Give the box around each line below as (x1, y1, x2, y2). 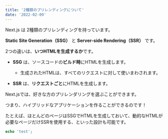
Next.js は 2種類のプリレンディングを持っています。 (5, 26, 113, 33)
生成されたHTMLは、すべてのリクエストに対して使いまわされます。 (20, 69, 161, 76)
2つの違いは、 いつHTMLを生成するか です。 (5, 48, 96, 54)
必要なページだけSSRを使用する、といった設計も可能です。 (5, 119, 129, 125)
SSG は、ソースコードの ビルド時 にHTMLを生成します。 (12, 59, 129, 65)
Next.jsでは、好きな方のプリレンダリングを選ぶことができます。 (5, 91, 139, 97)
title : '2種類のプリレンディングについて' (5, 7, 85, 13)
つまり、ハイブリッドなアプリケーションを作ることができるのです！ (5, 102, 147, 108)
